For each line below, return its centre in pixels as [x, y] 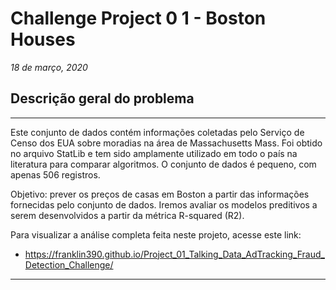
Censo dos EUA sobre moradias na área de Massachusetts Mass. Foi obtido [166, 143]
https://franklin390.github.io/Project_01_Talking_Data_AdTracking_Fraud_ [174, 254]
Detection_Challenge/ [69, 264]
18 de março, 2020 [49, 67]
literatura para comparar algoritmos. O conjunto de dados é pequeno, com [163, 164]
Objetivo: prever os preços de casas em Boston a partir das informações [160, 194]
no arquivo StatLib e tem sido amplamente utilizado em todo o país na [154, 153]
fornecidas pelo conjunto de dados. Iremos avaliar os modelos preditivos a [164, 204]
